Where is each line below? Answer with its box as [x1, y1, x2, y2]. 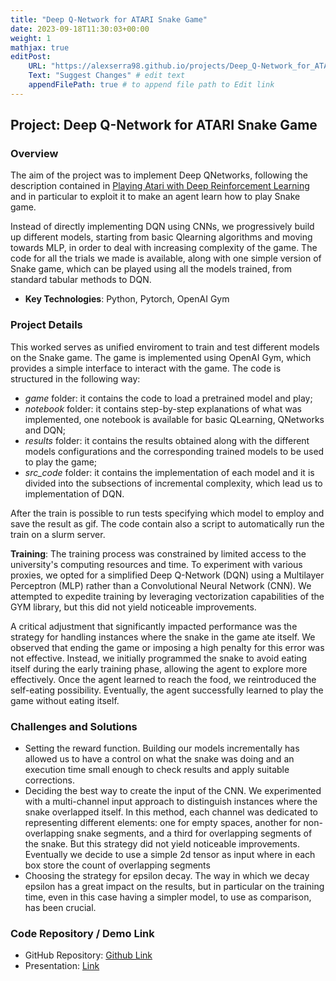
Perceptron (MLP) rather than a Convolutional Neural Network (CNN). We [10, 579, 312, 591]
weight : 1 [10, 33, 52, 43]
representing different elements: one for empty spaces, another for [24, 817, 302, 829]
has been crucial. [24, 902, 97, 914]
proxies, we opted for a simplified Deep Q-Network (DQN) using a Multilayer [10, 569, 325, 581]
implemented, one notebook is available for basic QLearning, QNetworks [24, 413, 325, 425]
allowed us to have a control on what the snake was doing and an [24, 753, 295, 765]
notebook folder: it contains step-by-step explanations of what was [24, 402, 302, 415]
